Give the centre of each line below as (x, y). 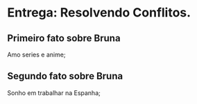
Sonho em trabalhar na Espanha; (54, 93)
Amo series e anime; (36, 54)
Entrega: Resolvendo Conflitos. (99, 13)
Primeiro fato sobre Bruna (64, 38)
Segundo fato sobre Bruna (65, 76)
